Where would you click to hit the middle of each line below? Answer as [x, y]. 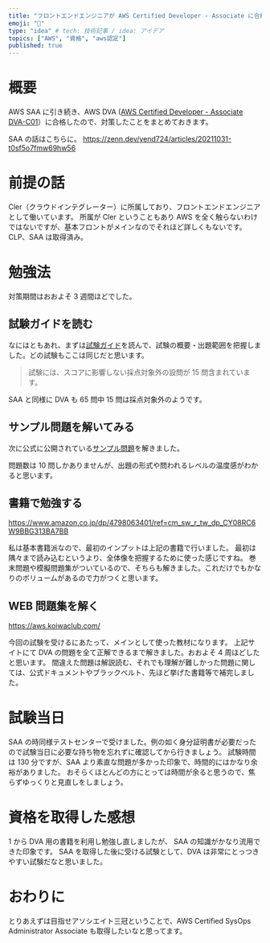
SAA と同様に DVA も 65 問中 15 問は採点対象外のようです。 [107, 399]
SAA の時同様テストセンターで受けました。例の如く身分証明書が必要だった [133, 742]
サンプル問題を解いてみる [72, 427]
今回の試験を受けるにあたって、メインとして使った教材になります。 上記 [128, 642]
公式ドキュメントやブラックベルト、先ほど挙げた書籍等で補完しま [138, 673]
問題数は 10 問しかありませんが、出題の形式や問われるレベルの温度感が [126, 465]
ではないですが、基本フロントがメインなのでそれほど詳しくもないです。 [127, 227]
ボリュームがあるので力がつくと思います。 [92, 578]
